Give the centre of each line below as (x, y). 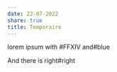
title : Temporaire (34, 27)
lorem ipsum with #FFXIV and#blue (58, 47)
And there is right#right (41, 61)
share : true (25, 20)
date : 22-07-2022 (33, 14)
